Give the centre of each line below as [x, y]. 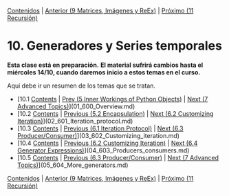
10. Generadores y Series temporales [115, 46]
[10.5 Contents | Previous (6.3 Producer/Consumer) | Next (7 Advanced [118, 157]
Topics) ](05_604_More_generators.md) [73, 165]
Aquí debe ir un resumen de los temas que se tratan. [81, 86]
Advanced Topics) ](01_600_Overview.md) [76, 106]
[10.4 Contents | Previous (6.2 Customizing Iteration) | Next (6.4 [107, 143]
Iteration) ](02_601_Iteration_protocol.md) [75, 121]
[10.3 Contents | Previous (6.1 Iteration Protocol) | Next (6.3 [100, 128]
